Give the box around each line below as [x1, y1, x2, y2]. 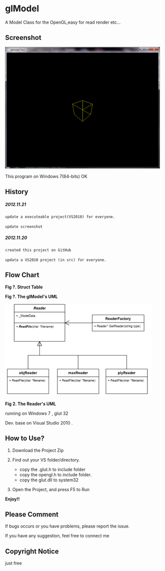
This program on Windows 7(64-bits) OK [5, 173, 87, 179]
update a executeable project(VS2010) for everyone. [5, 214, 115, 219]
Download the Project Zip [12, 447, 64, 453]
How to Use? [5, 434, 45, 443]
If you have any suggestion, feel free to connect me [5, 533, 110, 539]
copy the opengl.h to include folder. [19, 471, 92, 477]
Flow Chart [5, 271, 39, 279]
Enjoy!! [5, 496, 20, 502]
